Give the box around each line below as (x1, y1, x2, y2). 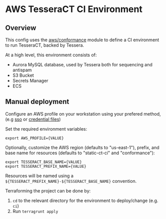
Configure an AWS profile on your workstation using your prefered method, (5, 111, 161, 117)
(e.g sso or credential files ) (5, 116, 61, 122)
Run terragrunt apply (12, 208, 58, 214)
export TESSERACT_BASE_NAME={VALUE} (5, 159, 82, 164)
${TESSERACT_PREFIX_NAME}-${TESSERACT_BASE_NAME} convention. (5, 178, 137, 184)
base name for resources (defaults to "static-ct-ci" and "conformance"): (5, 150, 155, 156)
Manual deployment (5, 97, 69, 106)
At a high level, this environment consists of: (5, 52, 97, 58)
